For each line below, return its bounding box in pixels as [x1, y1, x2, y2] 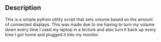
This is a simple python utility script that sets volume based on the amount [5, 16, 153, 22]
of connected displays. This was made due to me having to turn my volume [5, 21, 155, 27]
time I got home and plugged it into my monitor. [5, 31, 100, 37]
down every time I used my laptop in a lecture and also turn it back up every [5, 26, 156, 32]
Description [5, 4, 41, 12]
